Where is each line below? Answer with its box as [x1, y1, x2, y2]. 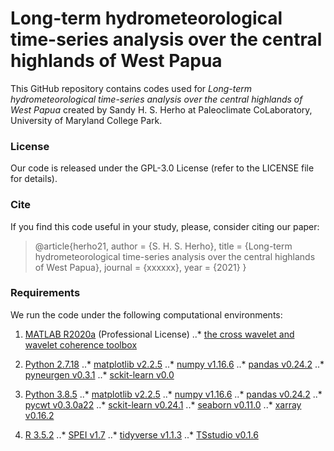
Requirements [10, 286, 81, 300]
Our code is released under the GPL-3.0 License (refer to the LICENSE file [10, 162, 315, 174]
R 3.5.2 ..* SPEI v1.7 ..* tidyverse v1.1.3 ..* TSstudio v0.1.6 [24, 428, 259, 441]
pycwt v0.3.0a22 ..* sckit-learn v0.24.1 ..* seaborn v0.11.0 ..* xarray [24, 398, 302, 411]
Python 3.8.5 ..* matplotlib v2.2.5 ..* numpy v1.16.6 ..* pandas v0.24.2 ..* [24, 388, 323, 400]
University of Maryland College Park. [10, 114, 163, 126]
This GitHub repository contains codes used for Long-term [10, 82, 252, 94]
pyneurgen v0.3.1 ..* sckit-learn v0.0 [24, 368, 175, 381]
